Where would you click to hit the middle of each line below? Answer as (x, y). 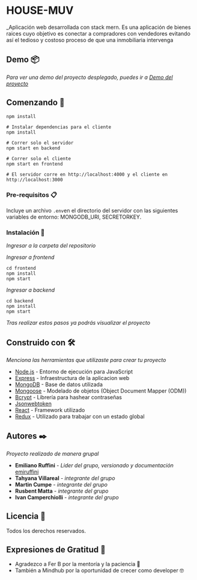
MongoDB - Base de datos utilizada (59, 384)
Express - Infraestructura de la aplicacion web (72, 378)
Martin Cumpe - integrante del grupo (61, 484)
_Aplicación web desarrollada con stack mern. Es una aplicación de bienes (98, 27)
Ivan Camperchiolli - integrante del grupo (67, 497)
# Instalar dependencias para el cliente (59, 127)
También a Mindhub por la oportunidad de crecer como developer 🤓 (99, 570)
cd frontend (21, 269)
